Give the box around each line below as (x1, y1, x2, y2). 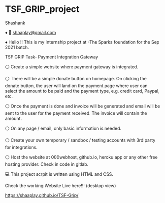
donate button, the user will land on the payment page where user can (5, 83, 148, 89)
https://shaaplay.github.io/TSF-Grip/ (5, 192, 79, 198)
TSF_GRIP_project (5, 3, 80, 15)
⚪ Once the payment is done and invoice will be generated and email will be (5, 103, 160, 109)
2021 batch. (5, 44, 29, 50)
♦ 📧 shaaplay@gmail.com (5, 29, 56, 35)
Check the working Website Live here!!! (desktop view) (5, 182, 116, 189)
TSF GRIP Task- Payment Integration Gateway (5, 53, 99, 60)
